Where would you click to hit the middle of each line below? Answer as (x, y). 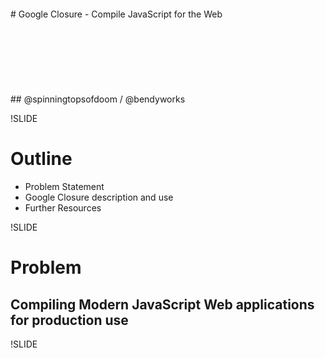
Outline (41, 159)
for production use (69, 320)
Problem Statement (64, 186)
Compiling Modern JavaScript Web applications (162, 304)
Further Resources (63, 207)
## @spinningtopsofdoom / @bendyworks (98, 99)
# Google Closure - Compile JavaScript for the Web (116, 14)
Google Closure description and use (99, 197)
